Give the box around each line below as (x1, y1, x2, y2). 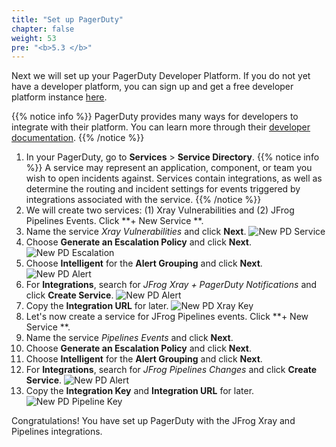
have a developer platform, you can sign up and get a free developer (11, 81, 294, 93)
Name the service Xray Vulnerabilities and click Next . (25, 226, 247, 238)
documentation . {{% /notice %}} (11, 132, 145, 144)
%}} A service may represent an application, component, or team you (25, 162, 313, 174)
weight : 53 (11, 33, 57, 43)
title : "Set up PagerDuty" (11, 14, 124, 25)
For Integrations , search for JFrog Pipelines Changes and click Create (25, 364, 318, 376)
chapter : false (11, 24, 75, 34)
